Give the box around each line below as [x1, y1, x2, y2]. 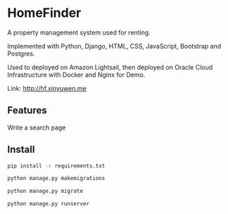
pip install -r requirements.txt [7, 162, 106, 170]
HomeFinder [7, 5, 82, 21]
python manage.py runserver [7, 201, 90, 208]
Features [7, 104, 47, 117]
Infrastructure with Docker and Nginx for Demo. [7, 70, 146, 79]
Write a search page [7, 123, 66, 132]
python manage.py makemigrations [7, 175, 106, 182]
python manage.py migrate [7, 188, 83, 195]
